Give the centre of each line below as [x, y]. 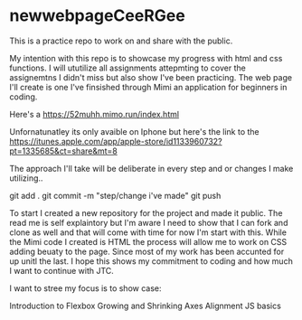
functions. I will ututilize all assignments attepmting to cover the [127, 68]
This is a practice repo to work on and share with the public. [121, 41]
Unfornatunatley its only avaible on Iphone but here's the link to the [134, 131]
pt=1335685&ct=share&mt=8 [63, 151]
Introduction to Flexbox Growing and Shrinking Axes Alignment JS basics [146, 306]
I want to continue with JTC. [62, 270]
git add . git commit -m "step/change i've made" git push [115, 195]
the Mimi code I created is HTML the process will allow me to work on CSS [148, 241]
